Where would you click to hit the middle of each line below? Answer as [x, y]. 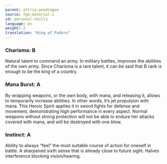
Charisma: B [20, 50]
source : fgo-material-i [30, 14]
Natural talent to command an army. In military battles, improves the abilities [83, 61]
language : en [19, 24]
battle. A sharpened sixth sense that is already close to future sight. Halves [82, 151]
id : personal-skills [27, 19]
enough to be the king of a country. [41, 72]
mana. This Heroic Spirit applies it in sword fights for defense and [72, 106]
